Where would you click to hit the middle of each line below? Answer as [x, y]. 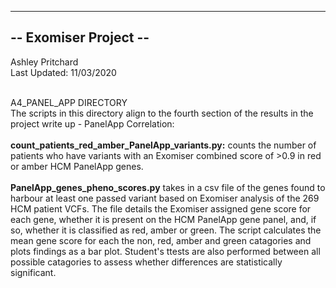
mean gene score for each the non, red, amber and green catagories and [161, 240]
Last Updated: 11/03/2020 [63, 72]
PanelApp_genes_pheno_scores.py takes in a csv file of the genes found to [168, 187]
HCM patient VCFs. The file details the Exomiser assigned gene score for [161, 208]
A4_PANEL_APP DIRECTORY [69, 102]
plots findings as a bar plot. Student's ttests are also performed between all [165, 251]
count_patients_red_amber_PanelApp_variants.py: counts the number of [163, 145]
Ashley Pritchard [44, 62]
